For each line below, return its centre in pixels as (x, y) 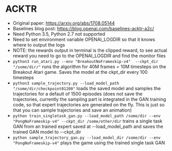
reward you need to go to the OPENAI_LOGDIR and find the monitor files (89, 56)
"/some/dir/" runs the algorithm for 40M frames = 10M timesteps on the (89, 67)
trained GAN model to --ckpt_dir (47, 132)
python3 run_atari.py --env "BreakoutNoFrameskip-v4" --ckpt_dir (85, 61)
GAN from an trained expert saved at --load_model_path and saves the (88, 126)
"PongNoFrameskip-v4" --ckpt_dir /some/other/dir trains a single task (88, 121)
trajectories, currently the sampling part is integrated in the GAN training (89, 99)
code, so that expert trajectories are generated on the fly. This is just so (89, 104)
